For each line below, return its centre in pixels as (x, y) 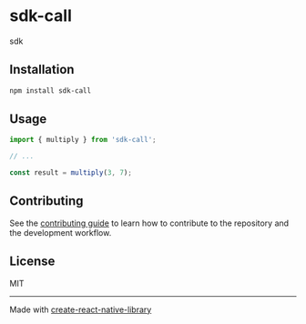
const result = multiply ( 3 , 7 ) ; (71, 173)
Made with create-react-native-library (81, 309)
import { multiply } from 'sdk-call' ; (83, 140)
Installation (42, 70)
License (32, 262)
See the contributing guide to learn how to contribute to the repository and (149, 223)
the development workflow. (61, 232)
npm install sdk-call (51, 91)
